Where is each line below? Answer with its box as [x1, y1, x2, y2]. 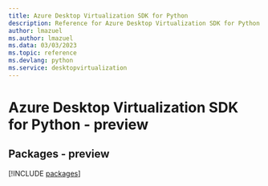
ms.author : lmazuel [8, 34, 74, 42]
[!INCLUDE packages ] [8, 168, 81, 178]
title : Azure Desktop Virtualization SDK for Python [8, 11, 189, 20]
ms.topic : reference [8, 49, 78, 57]
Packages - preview [8, 148, 110, 161]
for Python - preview [8, 115, 148, 133]
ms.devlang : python [8, 57, 74, 65]
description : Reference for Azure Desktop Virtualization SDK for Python [8, 19, 261, 27]
